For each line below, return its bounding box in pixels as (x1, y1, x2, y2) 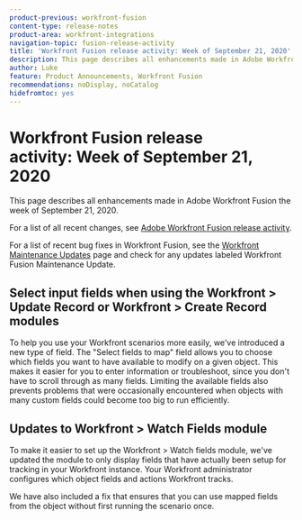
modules (9, 313, 60, 329)
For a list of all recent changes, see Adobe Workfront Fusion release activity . (9, 223, 292, 233)
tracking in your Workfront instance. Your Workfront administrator (9, 464, 253, 475)
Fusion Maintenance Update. (9, 259, 116, 270)
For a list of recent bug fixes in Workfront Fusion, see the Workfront (9, 240, 260, 251)
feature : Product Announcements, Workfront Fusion (9, 72, 203, 81)
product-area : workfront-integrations (9, 30, 155, 39)
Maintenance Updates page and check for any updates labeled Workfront (9, 250, 282, 260)
